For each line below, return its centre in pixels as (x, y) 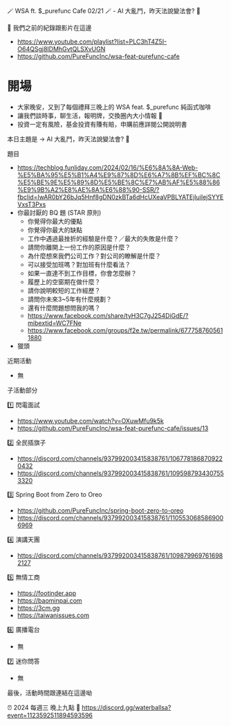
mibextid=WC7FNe (54, 323)
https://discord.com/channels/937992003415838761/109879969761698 (120, 555)
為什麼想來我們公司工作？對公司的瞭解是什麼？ (94, 256)
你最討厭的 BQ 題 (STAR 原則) (59, 212)
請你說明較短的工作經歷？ (64, 290)
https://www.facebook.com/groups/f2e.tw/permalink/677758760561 (125, 330)
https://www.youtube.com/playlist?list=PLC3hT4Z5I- (92, 42)
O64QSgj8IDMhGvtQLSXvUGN (61, 49)
